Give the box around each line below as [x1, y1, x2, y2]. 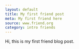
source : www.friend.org [5, 20, 54, 26]
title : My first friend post [5, 12, 64, 16]
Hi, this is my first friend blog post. [5, 38, 75, 44]
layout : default [5, 7, 38, 12]
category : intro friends [5, 25, 56, 30]
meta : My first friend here [5, 16, 62, 21]
